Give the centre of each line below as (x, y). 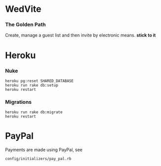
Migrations (18, 102)
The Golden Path (25, 25)
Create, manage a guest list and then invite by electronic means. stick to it (80, 35)
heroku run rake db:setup (32, 85)
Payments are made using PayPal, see (44, 150)
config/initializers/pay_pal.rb (38, 159)
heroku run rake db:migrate (34, 112)
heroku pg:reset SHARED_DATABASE (39, 81)
